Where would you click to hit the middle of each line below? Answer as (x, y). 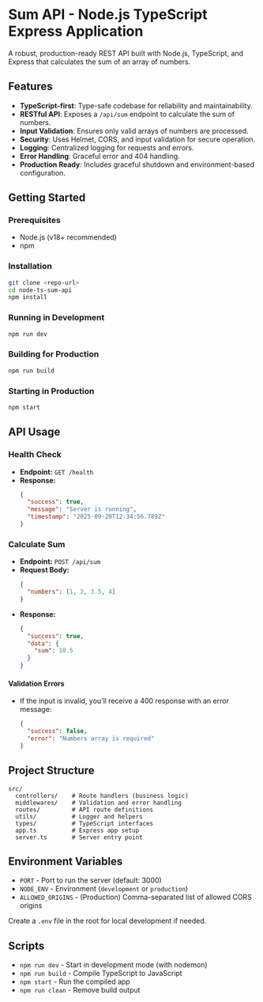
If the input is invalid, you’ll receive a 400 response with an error (124, 701)
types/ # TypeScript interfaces (85, 823)
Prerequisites (34, 221)
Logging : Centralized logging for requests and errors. (107, 147)
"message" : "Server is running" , (82, 509)
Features (30, 87)
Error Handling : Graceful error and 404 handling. (100, 156)
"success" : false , (57, 732)
